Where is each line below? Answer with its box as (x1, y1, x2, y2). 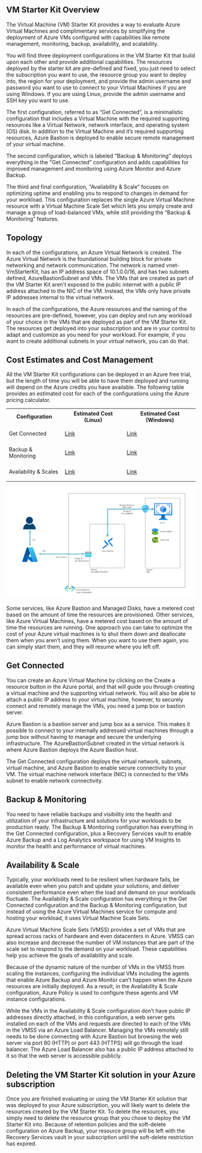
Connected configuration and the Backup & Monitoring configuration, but (6, 902, 188, 909)
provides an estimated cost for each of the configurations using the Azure (6, 390, 189, 397)
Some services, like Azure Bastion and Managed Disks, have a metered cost (6, 604, 195, 612)
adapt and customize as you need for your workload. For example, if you (6, 331, 186, 338)
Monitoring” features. (6, 215, 59, 222)
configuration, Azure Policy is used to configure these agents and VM (6, 989, 179, 997)
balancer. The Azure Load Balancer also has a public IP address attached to (6, 1046, 194, 1053)
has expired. (6, 1140, 37, 1148)
